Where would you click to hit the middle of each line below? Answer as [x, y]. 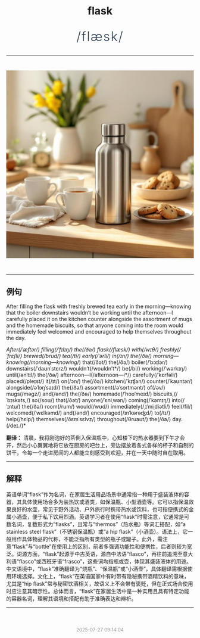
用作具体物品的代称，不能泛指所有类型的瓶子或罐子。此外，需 [87, 539]
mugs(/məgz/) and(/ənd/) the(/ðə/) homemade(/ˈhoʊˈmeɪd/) [79, 394]
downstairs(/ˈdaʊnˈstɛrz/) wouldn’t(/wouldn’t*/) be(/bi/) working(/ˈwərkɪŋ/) [97, 368]
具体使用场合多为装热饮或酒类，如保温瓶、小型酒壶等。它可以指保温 [105, 502]
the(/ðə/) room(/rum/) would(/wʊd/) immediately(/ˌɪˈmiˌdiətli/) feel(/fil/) [107, 407]
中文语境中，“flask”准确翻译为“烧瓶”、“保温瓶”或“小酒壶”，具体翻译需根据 [97, 569]
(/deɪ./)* [16, 425]
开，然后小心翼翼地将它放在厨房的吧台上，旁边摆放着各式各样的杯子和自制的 [100, 445]
